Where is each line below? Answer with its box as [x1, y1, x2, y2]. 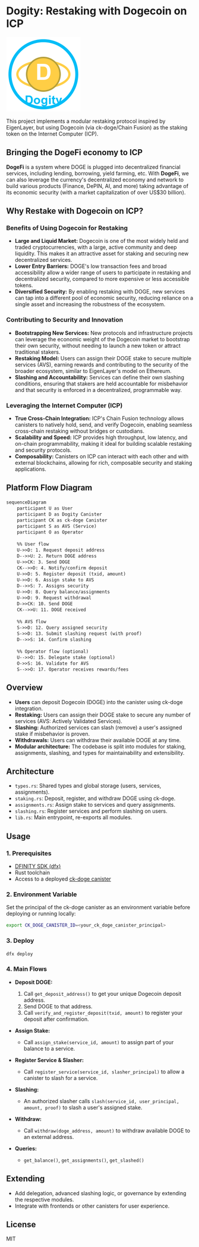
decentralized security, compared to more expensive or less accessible [14, 276, 190, 283]
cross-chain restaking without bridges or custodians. [14, 428, 144, 435]
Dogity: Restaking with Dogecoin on [6, 4, 187, 18]
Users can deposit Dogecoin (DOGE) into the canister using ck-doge [14, 698, 183, 705]
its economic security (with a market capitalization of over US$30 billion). [6, 189, 186, 196]
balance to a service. [23, 1045, 75, 1052]
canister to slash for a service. [23, 1074, 98, 1081]
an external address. [23, 1133, 74, 1140]
